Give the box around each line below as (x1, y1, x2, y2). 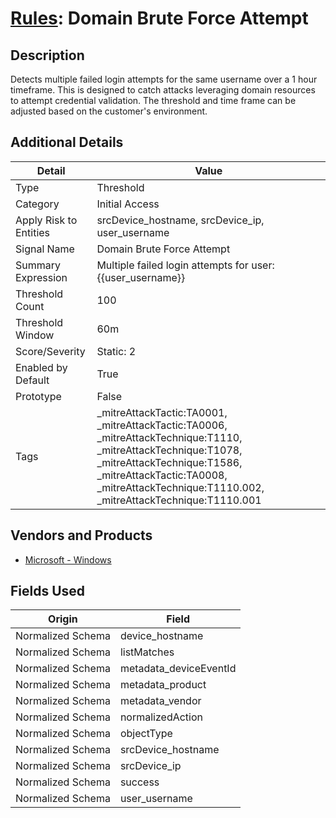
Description (10, 47, 85, 64)
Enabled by (15, 360, 68, 374)
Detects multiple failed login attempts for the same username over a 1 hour (10, 73, 318, 85)
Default (15, 373, 50, 387)
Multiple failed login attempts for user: (96, 258, 275, 272)
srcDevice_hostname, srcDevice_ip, (96, 213, 265, 227)
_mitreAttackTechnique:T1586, (96, 455, 243, 469)
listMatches (119, 645, 175, 659)
